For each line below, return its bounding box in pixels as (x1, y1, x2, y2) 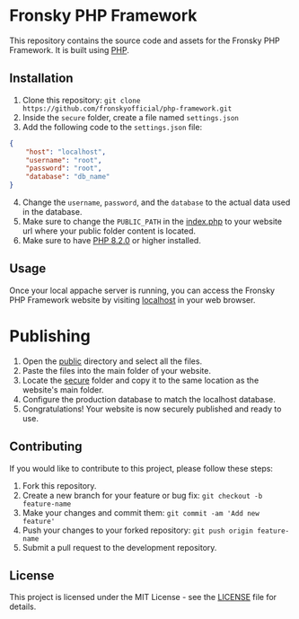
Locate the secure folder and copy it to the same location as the (22, 375, 259, 385)
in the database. (22, 207, 83, 217)
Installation (9, 71, 74, 86)
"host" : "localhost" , (25, 147, 106, 156)
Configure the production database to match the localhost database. (22, 394, 277, 404)
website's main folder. (22, 384, 104, 395)
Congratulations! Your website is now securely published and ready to (22, 403, 282, 414)
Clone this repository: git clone (22, 94, 141, 105)
